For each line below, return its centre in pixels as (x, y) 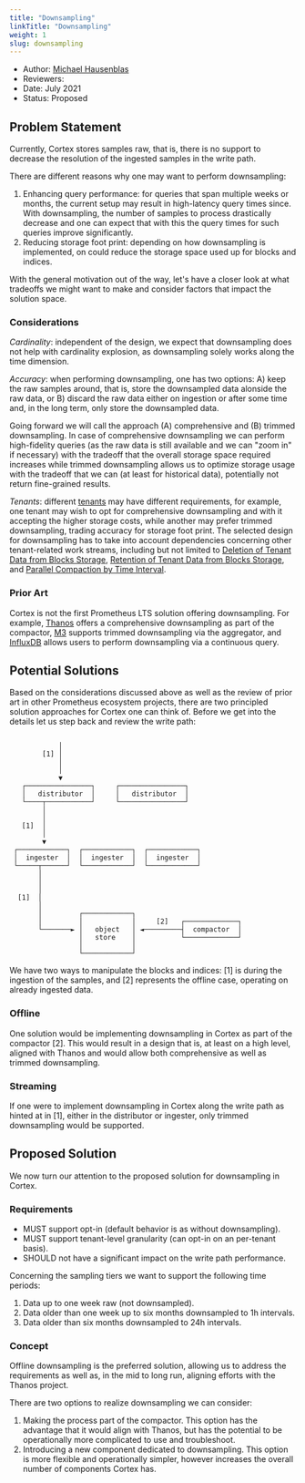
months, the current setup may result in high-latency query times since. (157, 204)
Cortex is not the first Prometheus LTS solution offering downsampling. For (149, 613)
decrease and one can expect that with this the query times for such (151, 223)
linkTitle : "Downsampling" (61, 26)
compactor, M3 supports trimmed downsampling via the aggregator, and (146, 632)
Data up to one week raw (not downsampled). (108, 1303)
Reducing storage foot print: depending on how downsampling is (144, 242)
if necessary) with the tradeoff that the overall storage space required (140, 455)
